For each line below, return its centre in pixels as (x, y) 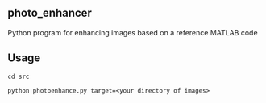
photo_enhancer (50, 13)
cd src (19, 76)
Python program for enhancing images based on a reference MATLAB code (133, 32)
